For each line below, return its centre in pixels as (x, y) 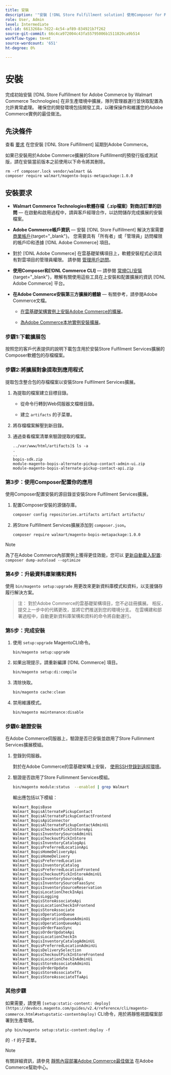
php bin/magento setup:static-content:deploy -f (58, 1030)
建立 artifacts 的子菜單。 (47, 414)
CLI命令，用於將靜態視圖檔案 (128, 1014)
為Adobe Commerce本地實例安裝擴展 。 (62, 322)
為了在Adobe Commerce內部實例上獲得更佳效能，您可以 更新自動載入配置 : (83, 555)
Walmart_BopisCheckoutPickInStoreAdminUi (57, 874)
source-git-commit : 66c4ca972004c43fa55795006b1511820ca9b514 (73, 34)
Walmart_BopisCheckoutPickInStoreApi (53, 830)
